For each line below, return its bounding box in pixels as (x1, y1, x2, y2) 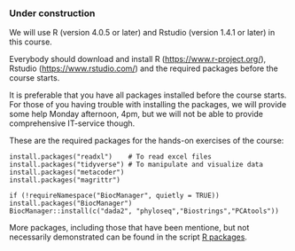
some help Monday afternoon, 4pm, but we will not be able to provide (9, 109, 264, 120)
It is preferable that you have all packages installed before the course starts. (9, 90, 287, 100)
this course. (9, 36, 53, 47)
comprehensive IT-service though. (9, 118, 136, 129)
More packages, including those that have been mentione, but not (9, 223, 250, 233)
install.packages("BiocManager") (9, 199, 133, 208)
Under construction (9, 7, 96, 20)
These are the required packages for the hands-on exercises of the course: (9, 136, 284, 146)
